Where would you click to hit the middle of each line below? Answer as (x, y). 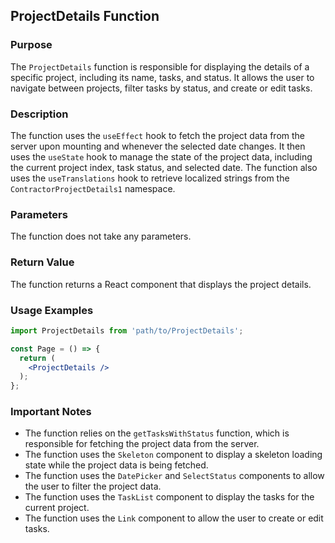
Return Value (42, 262)
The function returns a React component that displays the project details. (161, 284)
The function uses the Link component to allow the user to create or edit (174, 518)
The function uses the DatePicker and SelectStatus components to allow (174, 476)
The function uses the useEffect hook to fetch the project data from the (158, 135)
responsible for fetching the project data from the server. (142, 444)
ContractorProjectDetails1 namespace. (93, 188)
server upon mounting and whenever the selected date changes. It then (158, 146)
